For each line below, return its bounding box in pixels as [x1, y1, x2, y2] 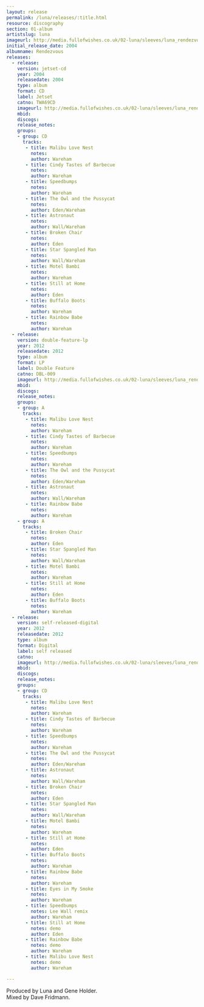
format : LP [17, 360, 45, 366]
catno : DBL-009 [17, 371, 56, 377]
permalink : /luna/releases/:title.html [6, 15, 107, 21]
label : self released [17, 648, 72, 654]
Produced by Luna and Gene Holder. [6, 987, 98, 994]
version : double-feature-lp [17, 337, 88, 343]
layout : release [6, 9, 47, 15]
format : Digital [17, 643, 59, 649]
